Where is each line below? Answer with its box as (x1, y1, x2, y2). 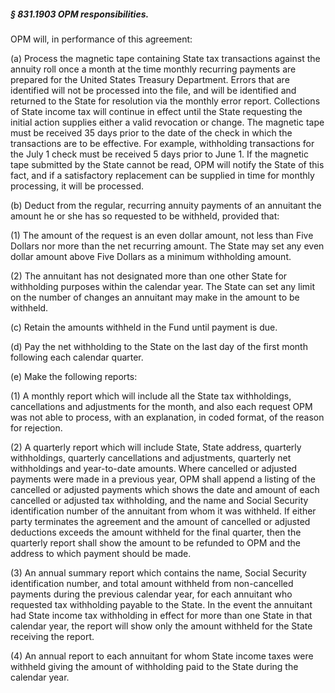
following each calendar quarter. (10, 351, 144, 363)
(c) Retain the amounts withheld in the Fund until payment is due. (10, 321, 278, 333)
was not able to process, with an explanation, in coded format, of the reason (10, 411, 325, 423)
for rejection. (10, 421, 63, 434)
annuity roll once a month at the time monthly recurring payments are (10, 63, 297, 75)
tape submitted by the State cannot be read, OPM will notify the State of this (10, 158, 325, 170)
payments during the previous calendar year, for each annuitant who (10, 588, 293, 600)
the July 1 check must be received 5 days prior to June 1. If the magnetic (10, 148, 309, 160)
